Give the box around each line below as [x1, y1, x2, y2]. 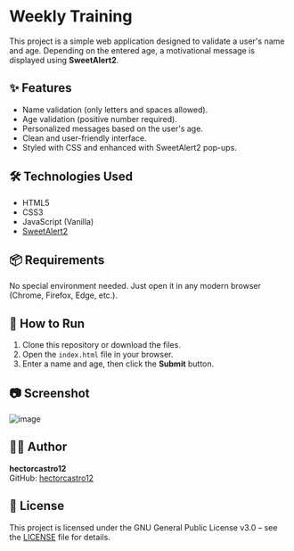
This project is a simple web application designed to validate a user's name [9, 36, 285, 46]
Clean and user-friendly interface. [21, 132, 147, 144]
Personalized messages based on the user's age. [21, 123, 203, 134]
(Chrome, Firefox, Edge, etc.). [9, 290, 118, 300]
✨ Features [9, 80, 72, 95]
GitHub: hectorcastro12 [9, 473, 94, 483]
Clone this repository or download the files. [21, 340, 181, 350]
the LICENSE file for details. [9, 531, 111, 542]
